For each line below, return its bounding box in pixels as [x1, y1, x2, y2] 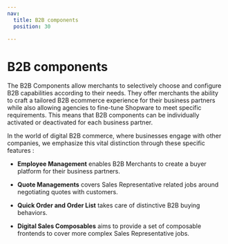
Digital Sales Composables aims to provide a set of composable [17, 222, 202, 230]
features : [7, 147, 35, 155]
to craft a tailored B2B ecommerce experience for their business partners [7, 96, 216, 104]
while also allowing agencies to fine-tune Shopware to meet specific [7, 104, 202, 112]
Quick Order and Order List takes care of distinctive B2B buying [17, 201, 200, 209]
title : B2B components [13, 17, 79, 24]
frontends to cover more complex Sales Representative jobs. [17, 229, 190, 238]
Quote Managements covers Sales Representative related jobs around [17, 180, 219, 189]
